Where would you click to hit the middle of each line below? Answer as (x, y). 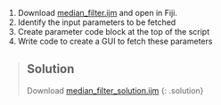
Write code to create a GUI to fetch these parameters (115, 41)
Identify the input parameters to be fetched (97, 22)
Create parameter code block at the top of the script (114, 32)
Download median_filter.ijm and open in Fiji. (98, 13)
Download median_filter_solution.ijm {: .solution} (115, 90)
